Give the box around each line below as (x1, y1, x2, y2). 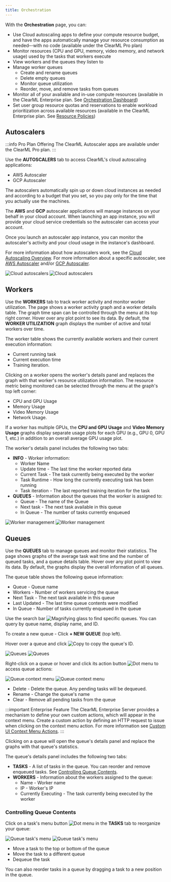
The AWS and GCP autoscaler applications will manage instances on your (5, 208, 160, 214)
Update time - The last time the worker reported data (20, 466, 131, 472)
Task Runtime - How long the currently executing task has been (20, 477, 154, 483)
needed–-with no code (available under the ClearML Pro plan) (12, 42, 142, 49)
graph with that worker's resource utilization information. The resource (5, 377, 154, 383)
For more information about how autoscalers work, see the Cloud (5, 250, 142, 256)
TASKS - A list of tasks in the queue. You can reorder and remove (12, 763, 151, 770)
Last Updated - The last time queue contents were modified (12, 600, 138, 606)
